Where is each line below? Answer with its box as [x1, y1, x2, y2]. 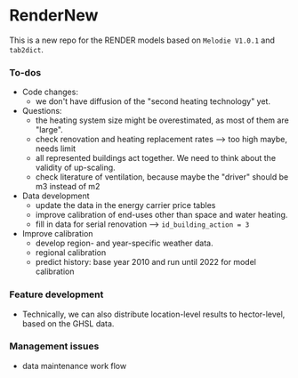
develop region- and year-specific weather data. [35, 237, 213, 249]
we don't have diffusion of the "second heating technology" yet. [35, 96, 271, 107]
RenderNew [9, 5, 99, 26]
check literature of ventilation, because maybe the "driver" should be [35, 172, 289, 182]
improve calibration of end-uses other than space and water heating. [35, 210, 288, 221]
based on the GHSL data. [21, 318, 115, 329]
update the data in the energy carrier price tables [35, 200, 216, 211]
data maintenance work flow [21, 360, 127, 371]
